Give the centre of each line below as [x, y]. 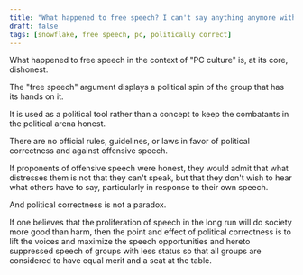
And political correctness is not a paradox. [88, 205]
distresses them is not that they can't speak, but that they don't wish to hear [151, 178]
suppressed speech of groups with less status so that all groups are [135, 251]
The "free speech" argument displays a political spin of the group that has [147, 87]
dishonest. [29, 69]
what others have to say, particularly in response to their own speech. [139, 188]
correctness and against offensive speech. [89, 151]
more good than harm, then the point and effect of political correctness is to [150, 232]
